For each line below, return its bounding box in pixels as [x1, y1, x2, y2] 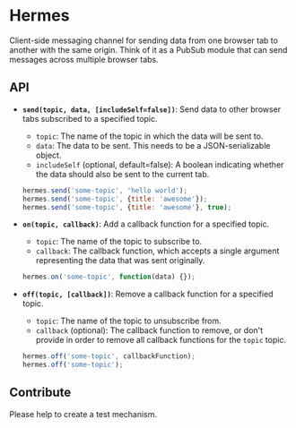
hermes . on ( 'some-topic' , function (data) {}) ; [22, 272, 196, 282]
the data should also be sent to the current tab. [35, 168, 210, 179]
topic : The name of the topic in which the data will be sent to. [35, 131, 264, 141]
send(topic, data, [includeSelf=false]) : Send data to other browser [22, 104, 282, 115]
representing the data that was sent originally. [35, 255, 205, 266]
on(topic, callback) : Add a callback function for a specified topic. [22, 218, 270, 229]
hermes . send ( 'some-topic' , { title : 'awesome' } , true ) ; [22, 202, 232, 211]
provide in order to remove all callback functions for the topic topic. [35, 335, 287, 346]
